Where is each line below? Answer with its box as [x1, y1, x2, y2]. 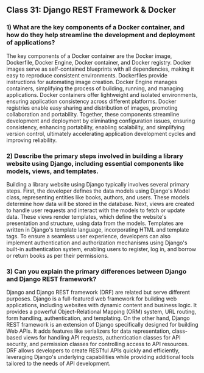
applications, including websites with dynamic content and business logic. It [6, 302, 197, 309]
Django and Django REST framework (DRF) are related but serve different [6, 289, 191, 296]
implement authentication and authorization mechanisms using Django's [6, 239, 188, 246]
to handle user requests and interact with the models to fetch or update [6, 207, 185, 214]
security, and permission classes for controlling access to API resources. [6, 341, 189, 348]
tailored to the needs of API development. [6, 360, 111, 368]
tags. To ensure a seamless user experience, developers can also [6, 232, 171, 240]
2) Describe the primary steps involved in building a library [6, 152, 184, 160]
